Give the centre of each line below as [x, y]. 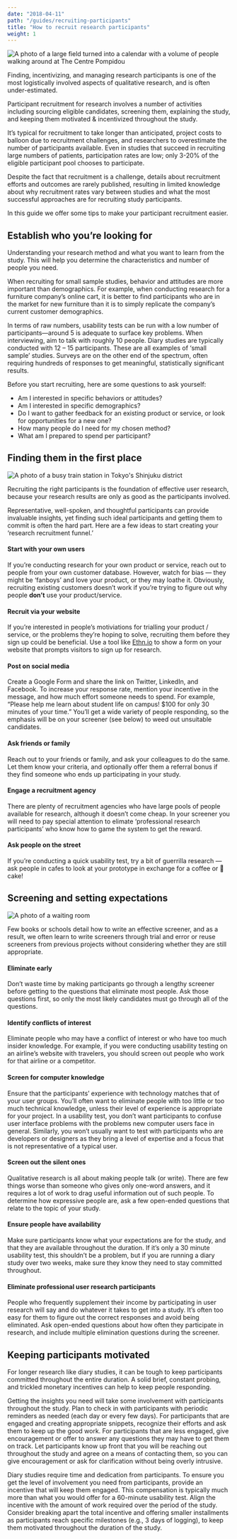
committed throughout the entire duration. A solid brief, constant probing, [114, 1379]
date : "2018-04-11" [36, 14]
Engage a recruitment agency [52, 790]
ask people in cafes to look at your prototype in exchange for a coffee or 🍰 [116, 869]
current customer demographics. [56, 312]
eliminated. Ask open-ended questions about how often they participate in [116, 1325]
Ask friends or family [39, 743]
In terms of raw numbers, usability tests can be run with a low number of [113, 325]
